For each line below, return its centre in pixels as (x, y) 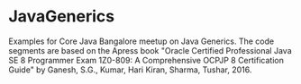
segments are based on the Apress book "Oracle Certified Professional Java (150, 50)
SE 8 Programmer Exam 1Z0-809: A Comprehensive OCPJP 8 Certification (146, 60)
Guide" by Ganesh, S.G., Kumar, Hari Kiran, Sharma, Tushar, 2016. (130, 70)
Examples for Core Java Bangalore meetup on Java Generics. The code (141, 41)
